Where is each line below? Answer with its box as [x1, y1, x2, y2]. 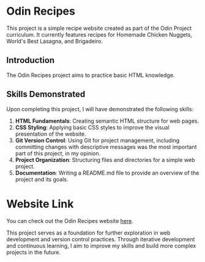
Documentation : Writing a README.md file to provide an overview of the [15, 169, 199, 176]
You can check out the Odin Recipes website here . [6, 217, 133, 224]
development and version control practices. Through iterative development [6, 235, 195, 242]
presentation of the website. [15, 130, 87, 137]
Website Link [6, 197, 74, 211]
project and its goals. [15, 175, 69, 183]
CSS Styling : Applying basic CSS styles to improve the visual [15, 123, 170, 131]
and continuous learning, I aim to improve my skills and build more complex [6, 242, 196, 249]
